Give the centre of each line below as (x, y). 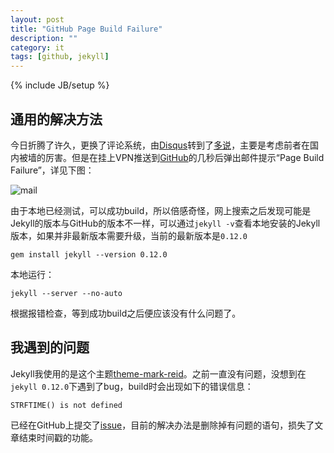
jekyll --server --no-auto (66, 293)
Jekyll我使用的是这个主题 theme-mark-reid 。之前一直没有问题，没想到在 (158, 373)
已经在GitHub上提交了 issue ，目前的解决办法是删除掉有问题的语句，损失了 (162, 425)
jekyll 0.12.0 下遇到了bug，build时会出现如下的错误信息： (132, 386)
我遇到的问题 (50, 347)
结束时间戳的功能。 (58, 437)
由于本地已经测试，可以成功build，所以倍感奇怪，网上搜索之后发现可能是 (161, 210)
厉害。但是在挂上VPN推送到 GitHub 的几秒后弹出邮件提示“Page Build (184, 157)
